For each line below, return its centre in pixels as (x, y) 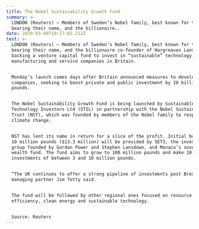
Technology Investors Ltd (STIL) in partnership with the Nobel (92, 109)
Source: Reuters (31, 217)
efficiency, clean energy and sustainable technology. (81, 201)
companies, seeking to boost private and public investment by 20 (95, 83)
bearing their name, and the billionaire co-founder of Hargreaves (97, 50)
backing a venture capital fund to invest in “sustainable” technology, (103, 56)
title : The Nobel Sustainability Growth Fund (63, 12)
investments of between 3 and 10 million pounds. (74, 158)
